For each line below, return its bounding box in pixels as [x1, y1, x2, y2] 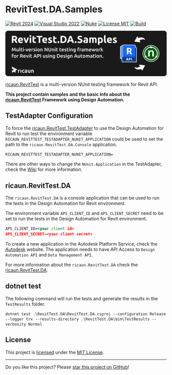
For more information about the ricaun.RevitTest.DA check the [5, 261, 138, 268]
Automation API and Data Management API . [5, 252, 93, 258]
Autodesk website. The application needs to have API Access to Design [5, 246, 155, 252]
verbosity [5, 321, 27, 327]
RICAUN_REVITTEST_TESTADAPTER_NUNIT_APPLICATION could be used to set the [5, 136, 163, 142]
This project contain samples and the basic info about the [5, 91, 131, 97]
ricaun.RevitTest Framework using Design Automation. [5, 96, 124, 103]
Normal [28, 321, 42, 327]
